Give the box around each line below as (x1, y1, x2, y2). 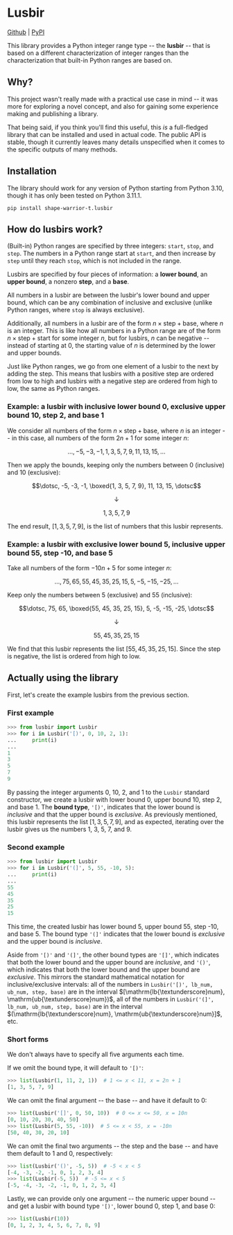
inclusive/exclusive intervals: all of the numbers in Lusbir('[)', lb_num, (7, 980, 214, 989)
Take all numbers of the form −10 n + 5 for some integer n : (7, 563, 172, 572)
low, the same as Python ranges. (7, 385, 101, 393)
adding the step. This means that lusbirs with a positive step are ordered (7, 370, 214, 378)
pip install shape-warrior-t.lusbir (7, 204, 113, 211)
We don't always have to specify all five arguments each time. (7, 1050, 184, 1058)
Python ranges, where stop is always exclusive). (7, 306, 145, 314)
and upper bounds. (7, 349, 62, 357)
